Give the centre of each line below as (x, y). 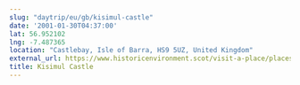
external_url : (36, 58)
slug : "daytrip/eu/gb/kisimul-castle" (81, 17)
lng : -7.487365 (37, 42)
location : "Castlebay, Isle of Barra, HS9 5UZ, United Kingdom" (131, 50)
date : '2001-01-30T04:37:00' (63, 26)
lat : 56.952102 (37, 34)
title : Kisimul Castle (51, 67)
